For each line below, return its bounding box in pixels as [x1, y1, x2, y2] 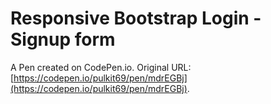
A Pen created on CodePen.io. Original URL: [10, 61, 192, 73]
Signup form [10, 28, 116, 51]
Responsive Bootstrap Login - [10, 7, 262, 30]
